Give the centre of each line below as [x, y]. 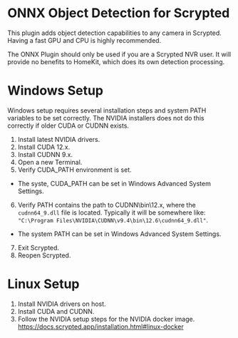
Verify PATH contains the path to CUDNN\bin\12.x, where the [107, 205]
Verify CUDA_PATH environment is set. [74, 170]
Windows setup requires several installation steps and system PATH [107, 110]
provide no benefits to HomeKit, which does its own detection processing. [116, 61]
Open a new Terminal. [50, 162]
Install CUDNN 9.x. [45, 154]
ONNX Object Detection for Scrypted [119, 13]
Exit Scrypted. [38, 247]
